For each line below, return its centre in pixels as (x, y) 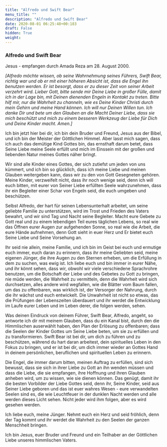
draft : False (19, 28)
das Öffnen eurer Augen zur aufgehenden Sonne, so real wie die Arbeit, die (83, 227)
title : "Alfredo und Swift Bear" (40, 10)
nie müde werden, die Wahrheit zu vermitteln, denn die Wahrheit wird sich (81, 279)
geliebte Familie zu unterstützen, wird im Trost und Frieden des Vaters (77, 211)
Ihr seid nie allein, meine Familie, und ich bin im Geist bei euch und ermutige (83, 247)
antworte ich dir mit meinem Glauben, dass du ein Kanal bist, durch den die (82, 321)
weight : (13, 38)
